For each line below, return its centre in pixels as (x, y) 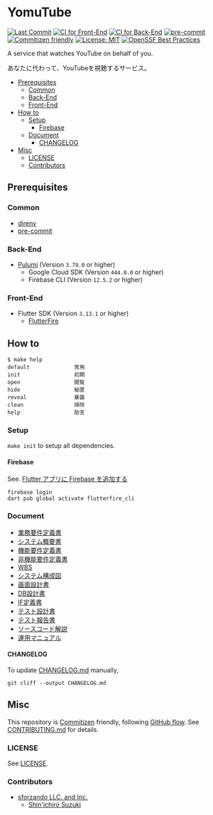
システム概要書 (39, 541)
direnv (27, 223)
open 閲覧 (46, 383)
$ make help (25, 360)
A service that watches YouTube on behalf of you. (80, 53)
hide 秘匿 (46, 390)
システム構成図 (39, 575)
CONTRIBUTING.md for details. (53, 729)
